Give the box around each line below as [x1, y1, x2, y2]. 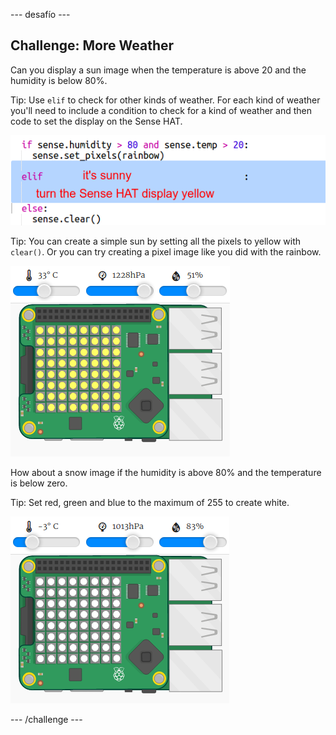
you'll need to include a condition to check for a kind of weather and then [10, 104, 312, 116]
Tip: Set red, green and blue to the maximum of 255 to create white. [10, 496, 290, 508]
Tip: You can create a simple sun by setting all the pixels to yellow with [10, 235, 302, 247]
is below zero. [10, 477, 68, 489]
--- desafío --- [10, 9, 71, 20]
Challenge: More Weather [10, 37, 175, 54]
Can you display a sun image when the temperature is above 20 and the [10, 64, 307, 76]
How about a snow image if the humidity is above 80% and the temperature [10, 466, 322, 478]
